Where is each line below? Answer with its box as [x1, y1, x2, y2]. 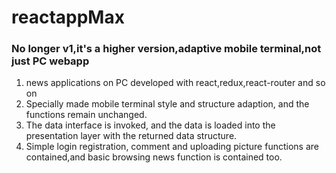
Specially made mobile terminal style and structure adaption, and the [25, 98, 310, 110]
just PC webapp [11, 54, 90, 68]
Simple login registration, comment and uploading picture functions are [25, 141, 319, 153]
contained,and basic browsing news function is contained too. [25, 151, 283, 163]
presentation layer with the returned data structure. [25, 130, 238, 142]
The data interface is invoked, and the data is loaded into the [25, 119, 276, 131]
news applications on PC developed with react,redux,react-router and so [25, 77, 326, 89]
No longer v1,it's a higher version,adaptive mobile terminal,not [11, 42, 322, 56]
